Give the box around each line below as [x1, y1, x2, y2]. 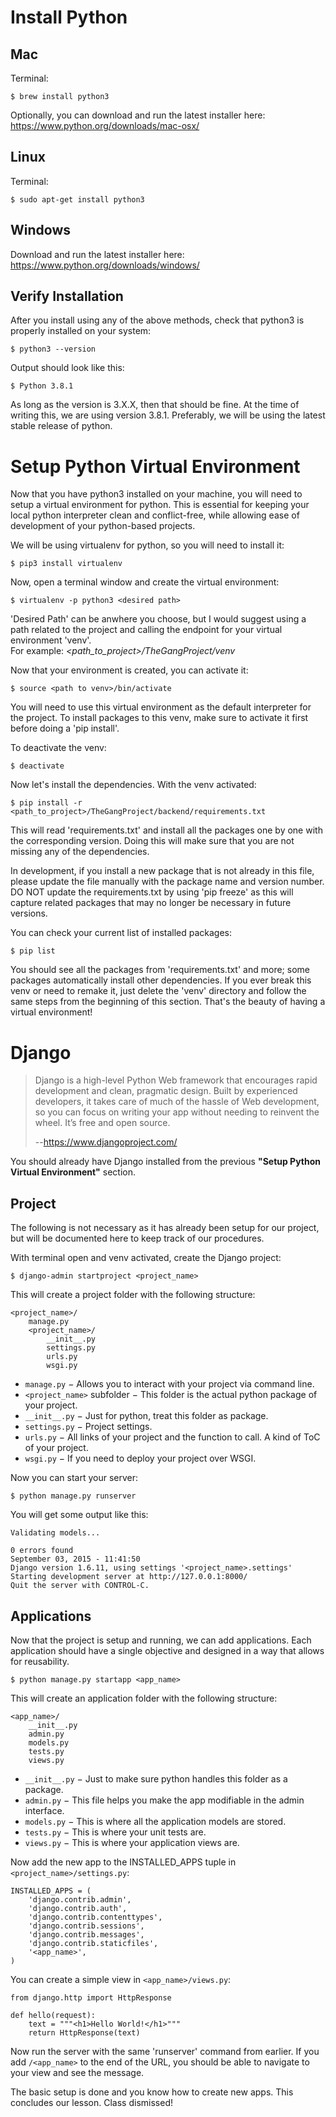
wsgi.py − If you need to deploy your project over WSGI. [24, 1452, 257, 1465]
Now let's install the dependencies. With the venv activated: [10, 779, 257, 791]
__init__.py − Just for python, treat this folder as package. [24, 1410, 269, 1422]
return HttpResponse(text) [28, 2027, 141, 2038]
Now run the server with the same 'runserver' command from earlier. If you [10, 2045, 320, 2057]
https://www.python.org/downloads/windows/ [10, 259, 200, 271]
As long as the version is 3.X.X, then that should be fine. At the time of [10, 399, 300, 411]
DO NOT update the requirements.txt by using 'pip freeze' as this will [10, 886, 294, 898]
